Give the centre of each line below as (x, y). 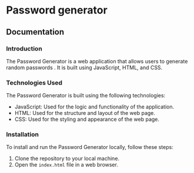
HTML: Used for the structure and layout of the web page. (85, 113)
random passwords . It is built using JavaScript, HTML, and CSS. (84, 67)
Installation (23, 134)
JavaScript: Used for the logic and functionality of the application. (94, 107)
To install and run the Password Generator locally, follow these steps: (90, 147)
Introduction (24, 49)
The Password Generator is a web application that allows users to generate (97, 61)
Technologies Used (34, 83)
